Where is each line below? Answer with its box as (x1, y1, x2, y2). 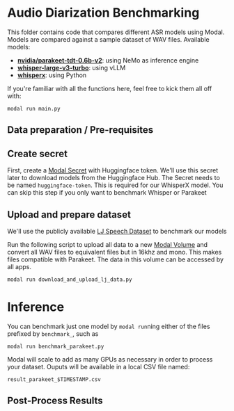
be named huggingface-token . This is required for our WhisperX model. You (7, 181, 224, 189)
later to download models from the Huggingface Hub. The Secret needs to (7, 174, 221, 182)
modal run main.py (7, 105, 61, 112)
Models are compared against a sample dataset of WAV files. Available (7, 35, 210, 43)
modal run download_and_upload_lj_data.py (7, 276, 132, 283)
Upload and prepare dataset (7, 209, 131, 220)
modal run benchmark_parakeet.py (7, 343, 104, 350)
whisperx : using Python (17, 71, 87, 79)
